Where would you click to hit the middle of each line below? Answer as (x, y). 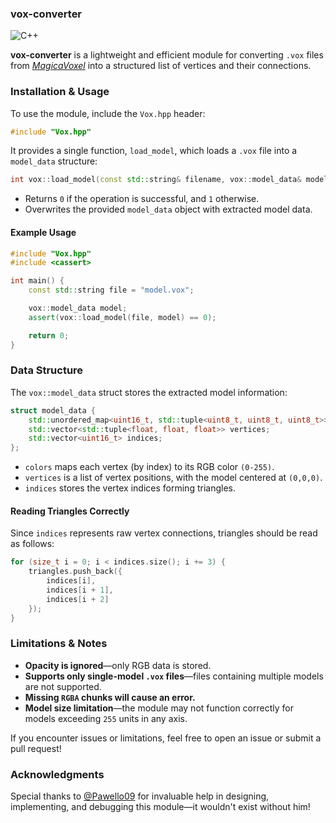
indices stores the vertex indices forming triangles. (130, 488)
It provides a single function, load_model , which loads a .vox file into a (154, 151)
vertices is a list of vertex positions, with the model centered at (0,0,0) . (173, 478)
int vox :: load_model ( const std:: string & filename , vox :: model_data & (156, 180)
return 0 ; (49, 335)
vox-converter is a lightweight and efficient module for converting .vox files (167, 55)
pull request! (36, 748)
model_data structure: (54, 161)
